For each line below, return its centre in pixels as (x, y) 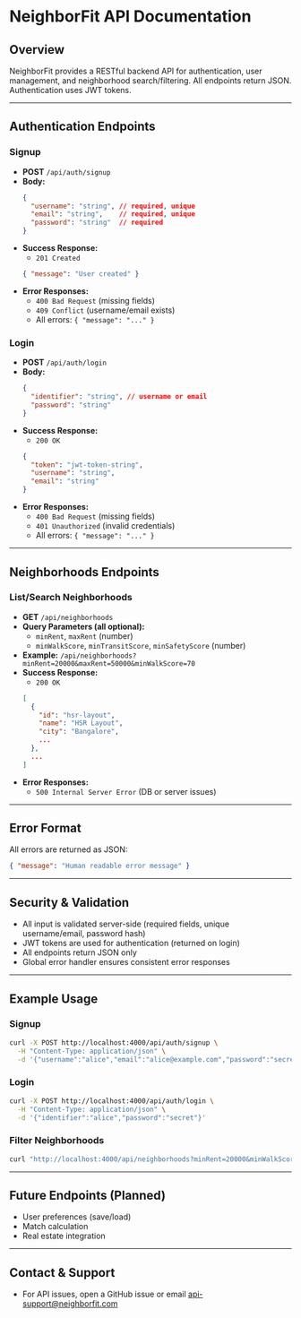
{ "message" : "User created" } (81, 274)
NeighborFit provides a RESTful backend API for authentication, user (136, 71)
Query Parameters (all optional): (83, 626)
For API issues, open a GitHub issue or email (104, 1294)
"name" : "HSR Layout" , (81, 723)
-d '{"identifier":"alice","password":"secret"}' (112, 1117)
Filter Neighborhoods (57, 1141)
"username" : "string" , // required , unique (113, 206)
